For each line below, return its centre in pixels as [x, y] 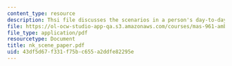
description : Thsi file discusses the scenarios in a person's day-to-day [117, 20]
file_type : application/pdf [48, 33]
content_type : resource [41, 13]
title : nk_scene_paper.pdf [46, 45]
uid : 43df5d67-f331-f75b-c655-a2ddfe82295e [71, 52]
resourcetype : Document [41, 39]
